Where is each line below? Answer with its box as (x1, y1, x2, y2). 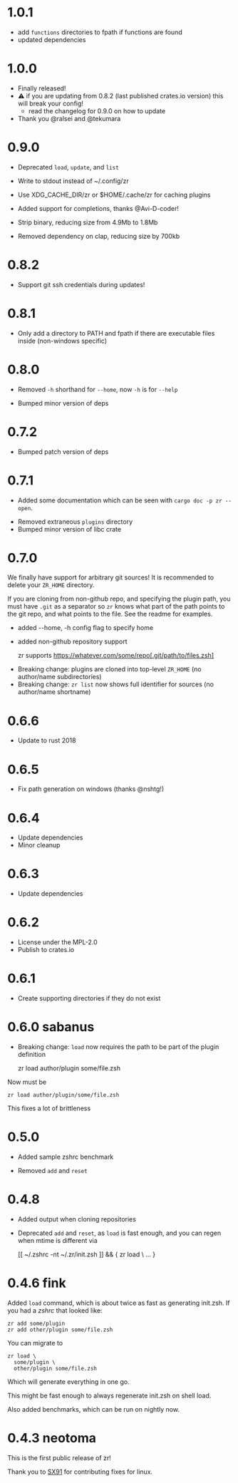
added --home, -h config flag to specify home (17, 624, 154, 632)
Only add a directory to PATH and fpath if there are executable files (17, 329, 215, 337)
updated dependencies (17, 35, 86, 43)
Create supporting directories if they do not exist (17, 994, 161, 1003)
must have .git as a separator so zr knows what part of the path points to (7, 602, 225, 611)
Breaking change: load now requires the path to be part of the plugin (17, 1043, 219, 1051)
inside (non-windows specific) (17, 336, 108, 345)
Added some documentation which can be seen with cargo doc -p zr (17, 496, 222, 505)
